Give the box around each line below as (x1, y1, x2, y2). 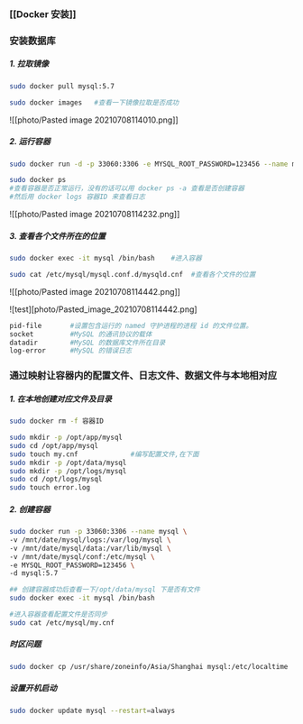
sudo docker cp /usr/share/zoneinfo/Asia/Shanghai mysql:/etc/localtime (9, 662, 289, 671)
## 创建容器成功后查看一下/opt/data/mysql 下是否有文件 (9, 585, 201, 594)
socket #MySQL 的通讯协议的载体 (9, 329, 152, 339)
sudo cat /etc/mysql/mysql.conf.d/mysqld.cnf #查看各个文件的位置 (9, 270, 256, 279)
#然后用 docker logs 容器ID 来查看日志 (9, 192, 146, 202)
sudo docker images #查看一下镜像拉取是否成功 (9, 97, 179, 107)
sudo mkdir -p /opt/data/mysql (9, 458, 127, 467)
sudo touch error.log (9, 483, 91, 492)
